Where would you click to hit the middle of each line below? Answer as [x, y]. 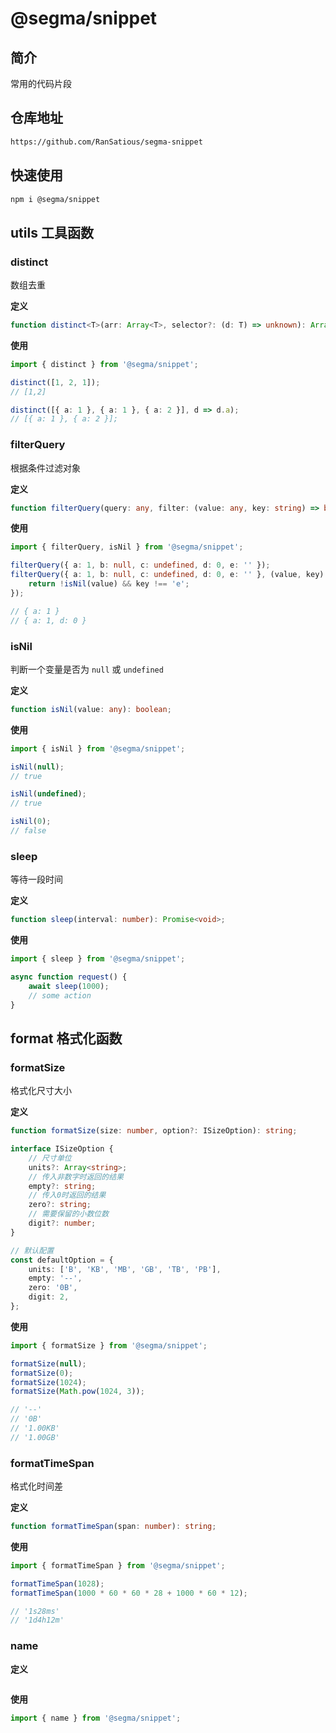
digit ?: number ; [62, 1223]
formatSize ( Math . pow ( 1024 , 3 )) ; [77, 1392]
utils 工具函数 [52, 232]
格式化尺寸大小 [41, 1091]
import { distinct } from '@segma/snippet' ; [104, 364]
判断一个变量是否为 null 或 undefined [87, 669]
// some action [60, 995]
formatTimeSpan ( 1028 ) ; [57, 1583]
